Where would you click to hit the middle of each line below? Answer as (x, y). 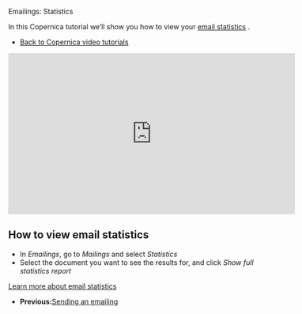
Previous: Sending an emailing (69, 301)
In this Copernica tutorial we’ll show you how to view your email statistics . (129, 26)
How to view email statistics (79, 235)
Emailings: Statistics (41, 11)
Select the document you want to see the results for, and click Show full (137, 262)
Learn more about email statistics (62, 286)
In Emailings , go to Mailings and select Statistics (98, 254)
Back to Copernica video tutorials (74, 42)
